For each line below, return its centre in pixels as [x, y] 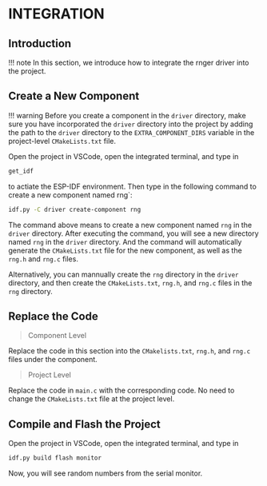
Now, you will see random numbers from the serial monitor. [106, 473]
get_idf [21, 171]
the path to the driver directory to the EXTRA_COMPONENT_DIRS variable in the [132, 132]
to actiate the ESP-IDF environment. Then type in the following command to [133, 186]
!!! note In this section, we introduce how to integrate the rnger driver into [129, 62]
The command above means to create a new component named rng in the [130, 225]
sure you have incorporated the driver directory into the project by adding [131, 124]
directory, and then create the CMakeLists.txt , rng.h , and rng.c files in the [130, 283]
